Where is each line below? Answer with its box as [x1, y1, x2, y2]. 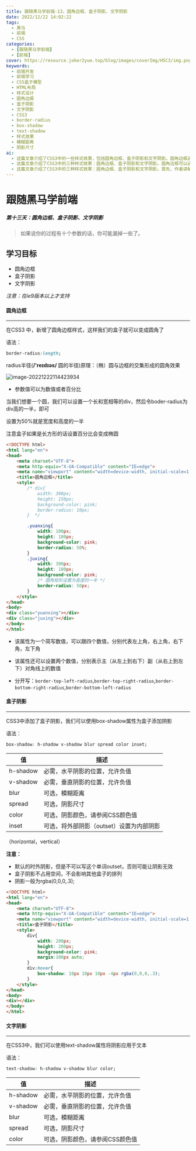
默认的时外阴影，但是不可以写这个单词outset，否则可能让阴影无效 [14, 863, 173, 870]
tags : [6, 19, 19, 25]
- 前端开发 [11, 68, 34, 74]
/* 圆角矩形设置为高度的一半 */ [37, 577, 106, 584]
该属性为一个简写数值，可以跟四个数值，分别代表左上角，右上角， [14, 637, 173, 645]
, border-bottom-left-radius [64, 684, 131, 691]
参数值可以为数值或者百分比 [14, 385, 82, 392]
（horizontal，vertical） [6, 838, 64, 845]
